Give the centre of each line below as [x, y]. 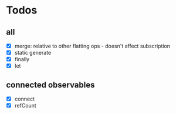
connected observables [50, 85]
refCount [25, 106]
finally [22, 59]
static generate [33, 53]
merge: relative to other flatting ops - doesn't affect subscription [92, 46]
